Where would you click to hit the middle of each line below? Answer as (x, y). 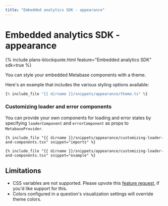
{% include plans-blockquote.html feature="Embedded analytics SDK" (78, 60)
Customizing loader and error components (59, 107)
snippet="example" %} (73, 155)
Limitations (23, 171)
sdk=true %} (18, 65)
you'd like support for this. (40, 188)
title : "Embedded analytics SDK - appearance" (55, 10)
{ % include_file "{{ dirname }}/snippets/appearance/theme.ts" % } (76, 94)
